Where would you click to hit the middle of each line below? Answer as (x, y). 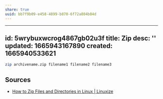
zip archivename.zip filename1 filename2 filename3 (58, 65)
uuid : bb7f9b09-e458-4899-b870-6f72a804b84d (51, 14)
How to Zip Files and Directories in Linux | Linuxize (63, 91)
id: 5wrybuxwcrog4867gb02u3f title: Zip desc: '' (81, 38)
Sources (18, 80)
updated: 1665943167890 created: (59, 46)
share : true (17, 9)
